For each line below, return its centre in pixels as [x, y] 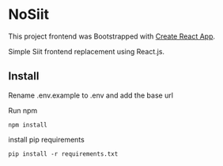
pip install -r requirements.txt [63, 154]
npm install [28, 125]
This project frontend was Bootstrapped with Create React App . [112, 36]
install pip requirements [46, 139]
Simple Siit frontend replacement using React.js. [86, 51]
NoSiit [29, 15]
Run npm [23, 110]
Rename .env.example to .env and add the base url [91, 95]
